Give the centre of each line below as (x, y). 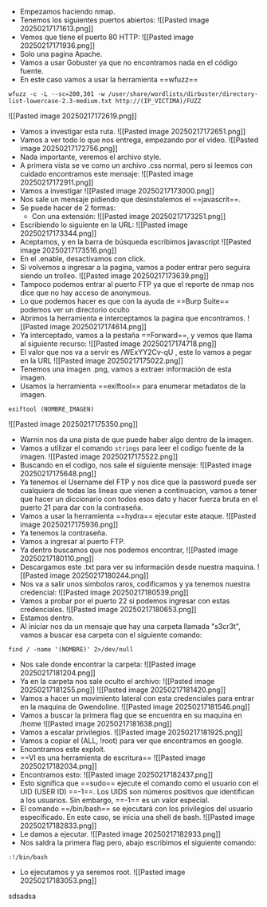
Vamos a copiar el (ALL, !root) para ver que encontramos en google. (132, 741)
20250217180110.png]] (57, 558)
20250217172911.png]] (57, 182)
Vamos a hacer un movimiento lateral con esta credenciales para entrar (137, 698)
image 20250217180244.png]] (99, 575)
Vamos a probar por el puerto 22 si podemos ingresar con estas (125, 601)
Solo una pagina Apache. (61, 54)
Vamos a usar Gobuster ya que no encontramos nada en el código (128, 62)
